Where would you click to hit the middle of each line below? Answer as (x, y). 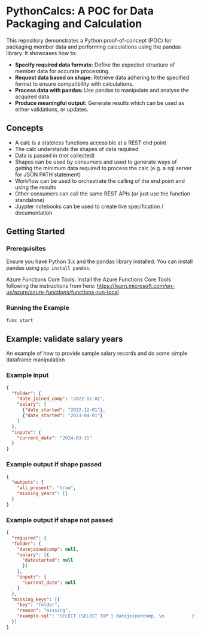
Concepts (25, 128)
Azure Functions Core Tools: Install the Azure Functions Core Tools (89, 279)
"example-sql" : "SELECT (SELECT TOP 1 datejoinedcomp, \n (91, 616)
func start (20, 320)
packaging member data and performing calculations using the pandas (94, 47)
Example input (28, 375)
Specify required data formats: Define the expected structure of (95, 65)
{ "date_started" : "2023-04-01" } (62, 416)
